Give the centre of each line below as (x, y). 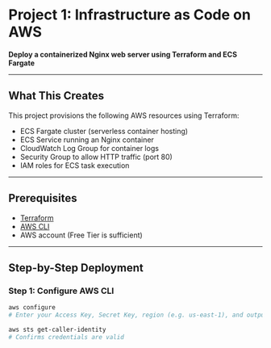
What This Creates (56, 96)
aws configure (32, 308)
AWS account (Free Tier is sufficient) (81, 235)
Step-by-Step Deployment (76, 268)
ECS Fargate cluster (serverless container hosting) (104, 131)
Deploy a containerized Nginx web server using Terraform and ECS (123, 54)
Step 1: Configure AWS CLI (61, 291)
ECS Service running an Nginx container (87, 140)
